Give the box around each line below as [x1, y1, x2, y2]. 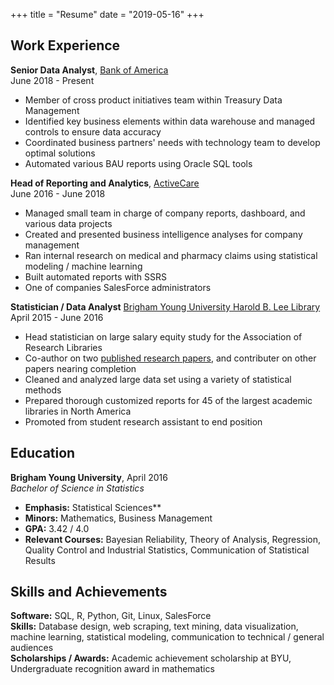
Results [24, 554, 56, 566]
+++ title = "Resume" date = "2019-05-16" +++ [10, 9, 205, 20]
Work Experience [10, 37, 121, 54]
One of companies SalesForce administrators [24, 281, 212, 293]
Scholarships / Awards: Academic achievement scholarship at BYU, [10, 652, 292, 664]
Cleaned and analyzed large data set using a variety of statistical [24, 373, 292, 385]
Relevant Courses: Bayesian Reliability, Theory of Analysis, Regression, [24, 533, 322, 545]
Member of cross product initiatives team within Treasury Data [24, 94, 283, 106]
